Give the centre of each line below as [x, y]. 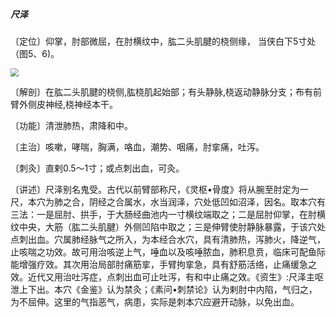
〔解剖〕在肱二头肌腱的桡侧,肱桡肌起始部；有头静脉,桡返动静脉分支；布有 [162, 91]
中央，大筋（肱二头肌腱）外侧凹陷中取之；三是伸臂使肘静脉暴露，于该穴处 [172, 226]
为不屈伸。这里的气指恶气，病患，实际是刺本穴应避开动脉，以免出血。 [155, 301]
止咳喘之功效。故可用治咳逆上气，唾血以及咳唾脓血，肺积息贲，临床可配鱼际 [168, 251]
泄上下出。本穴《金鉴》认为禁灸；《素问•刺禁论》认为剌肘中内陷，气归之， [164, 289]
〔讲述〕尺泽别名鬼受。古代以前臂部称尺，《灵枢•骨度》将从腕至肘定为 [155, 189]
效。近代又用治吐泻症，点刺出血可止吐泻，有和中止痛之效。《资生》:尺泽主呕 [167, 276]
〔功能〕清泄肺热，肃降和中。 [71, 125]
